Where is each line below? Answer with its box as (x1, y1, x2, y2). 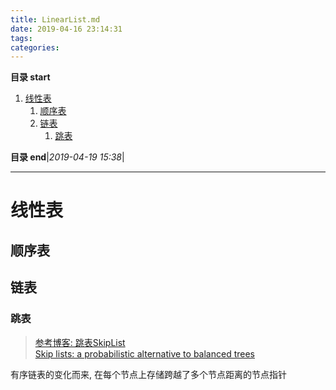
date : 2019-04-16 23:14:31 (10, 24, 123, 34)
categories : (10, 42, 60, 53)
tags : (10, 33, 33, 43)
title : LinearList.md (10, 14, 101, 25)
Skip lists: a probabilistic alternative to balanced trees (34, 347, 255, 360)
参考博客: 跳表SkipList (34, 336, 126, 348)
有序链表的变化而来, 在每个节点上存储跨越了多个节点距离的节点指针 (10, 368, 287, 380)
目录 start (10, 71, 51, 83)
